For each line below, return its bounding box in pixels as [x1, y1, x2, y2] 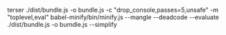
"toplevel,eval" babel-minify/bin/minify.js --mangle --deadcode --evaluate [7, 13, 220, 21]
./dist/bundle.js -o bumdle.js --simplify [7, 21, 118, 28]
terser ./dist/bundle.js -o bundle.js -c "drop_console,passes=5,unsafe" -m [7, 6, 218, 14]
